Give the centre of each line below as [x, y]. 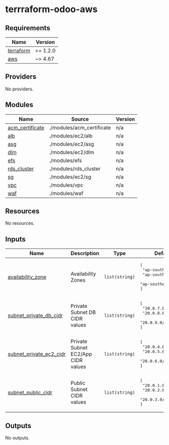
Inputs [16, 239]
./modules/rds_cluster [75, 169]
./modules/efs [65, 160]
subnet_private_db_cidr [35, 316]
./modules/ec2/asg [71, 144]
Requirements [28, 28]
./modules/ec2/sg [70, 177]
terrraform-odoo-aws [52, 9]
